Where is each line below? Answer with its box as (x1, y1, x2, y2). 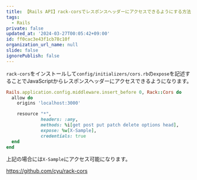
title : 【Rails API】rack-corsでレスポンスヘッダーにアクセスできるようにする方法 (6, 8, 192, 15)
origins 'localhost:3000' (17, 100, 81, 106)
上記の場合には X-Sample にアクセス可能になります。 (6, 156, 131, 163)
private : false (6, 25, 44, 31)
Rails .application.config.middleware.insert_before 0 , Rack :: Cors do (6, 89, 182, 95)
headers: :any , (40, 116, 78, 122)
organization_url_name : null (6, 42, 78, 48)
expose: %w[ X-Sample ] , (40, 127, 97, 134)
